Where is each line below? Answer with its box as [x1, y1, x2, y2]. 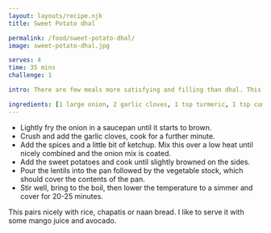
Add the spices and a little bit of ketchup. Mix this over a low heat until [19, 139, 254, 150]
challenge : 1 [8, 71, 52, 79]
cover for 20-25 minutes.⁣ [19, 191, 103, 201]
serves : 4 [8, 56, 42, 65]
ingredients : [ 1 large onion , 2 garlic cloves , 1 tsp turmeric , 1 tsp [8, 100, 251, 108]
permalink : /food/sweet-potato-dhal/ [8, 34, 135, 42]
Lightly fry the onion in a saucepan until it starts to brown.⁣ [19, 122, 212, 132]
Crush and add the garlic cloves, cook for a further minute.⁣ [19, 131, 215, 141]
